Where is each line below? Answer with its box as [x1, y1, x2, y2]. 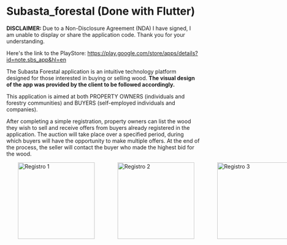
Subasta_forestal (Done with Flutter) [6, 4, 195, 18]
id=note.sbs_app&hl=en [6, 56, 66, 63]
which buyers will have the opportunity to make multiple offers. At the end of [6, 137, 200, 145]
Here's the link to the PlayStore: [6, 49, 86, 56]
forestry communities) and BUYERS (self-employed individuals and [6, 99, 176, 107]
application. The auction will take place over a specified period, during [6, 130, 184, 138]
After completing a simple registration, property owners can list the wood [6, 118, 191, 125]
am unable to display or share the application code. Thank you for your [6, 31, 185, 38]
